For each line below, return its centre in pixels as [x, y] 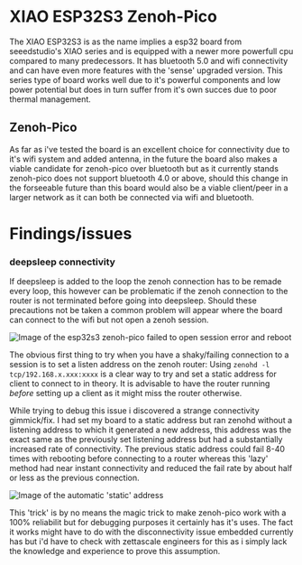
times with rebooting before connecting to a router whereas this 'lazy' [139, 458]
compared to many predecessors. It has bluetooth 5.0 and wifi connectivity [149, 60]
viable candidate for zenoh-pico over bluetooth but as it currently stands [144, 168]
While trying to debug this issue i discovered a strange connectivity [134, 411]
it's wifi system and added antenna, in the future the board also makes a [143, 159]
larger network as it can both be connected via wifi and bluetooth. [132, 197]
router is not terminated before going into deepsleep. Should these [133, 301]
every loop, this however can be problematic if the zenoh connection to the [149, 292]
